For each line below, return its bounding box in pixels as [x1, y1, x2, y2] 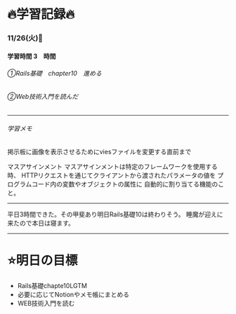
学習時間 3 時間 [7, 52, 56, 60]
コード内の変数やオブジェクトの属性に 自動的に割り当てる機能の [31, 179, 218, 188]
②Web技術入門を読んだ [7, 92, 79, 100]
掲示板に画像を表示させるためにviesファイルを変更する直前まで [7, 147, 192, 156]
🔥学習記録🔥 [7, 6, 75, 22]
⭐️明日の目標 [7, 252, 78, 268]
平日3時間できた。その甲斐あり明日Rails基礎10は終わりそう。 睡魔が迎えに [7, 210, 223, 218]
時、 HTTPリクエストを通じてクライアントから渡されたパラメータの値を [7, 171, 216, 179]
